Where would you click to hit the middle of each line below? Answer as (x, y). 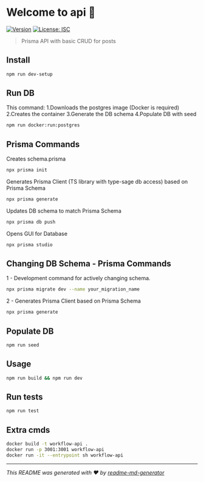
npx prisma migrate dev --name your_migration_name (73, 289)
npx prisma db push (31, 222)
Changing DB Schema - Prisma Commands (89, 264)
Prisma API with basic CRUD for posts (69, 41)
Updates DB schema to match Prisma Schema (64, 211)
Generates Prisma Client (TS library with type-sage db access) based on (97, 181)
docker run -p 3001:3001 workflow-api (55, 449)
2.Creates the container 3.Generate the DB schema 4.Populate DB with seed (101, 114)
